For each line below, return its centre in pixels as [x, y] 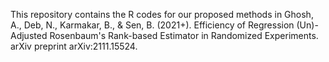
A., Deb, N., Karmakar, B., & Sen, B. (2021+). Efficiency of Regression [152, 25]
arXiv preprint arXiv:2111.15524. [74, 46]
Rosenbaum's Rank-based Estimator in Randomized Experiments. [184, 35]
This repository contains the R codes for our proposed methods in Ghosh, [162, 14]
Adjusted [29, 35]
